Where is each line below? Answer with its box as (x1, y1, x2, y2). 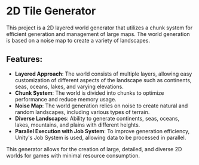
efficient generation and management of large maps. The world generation (6, 30, 190, 37)
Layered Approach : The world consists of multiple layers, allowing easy (14, 70, 192, 77)
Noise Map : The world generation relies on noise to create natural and (14, 102, 188, 109)
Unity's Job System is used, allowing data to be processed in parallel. (14, 134, 186, 141)
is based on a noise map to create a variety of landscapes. (6, 37, 151, 44)
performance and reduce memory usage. (14, 95, 117, 103)
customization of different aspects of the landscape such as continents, (14, 76, 192, 83)
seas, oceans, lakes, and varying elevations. (14, 83, 124, 90)
